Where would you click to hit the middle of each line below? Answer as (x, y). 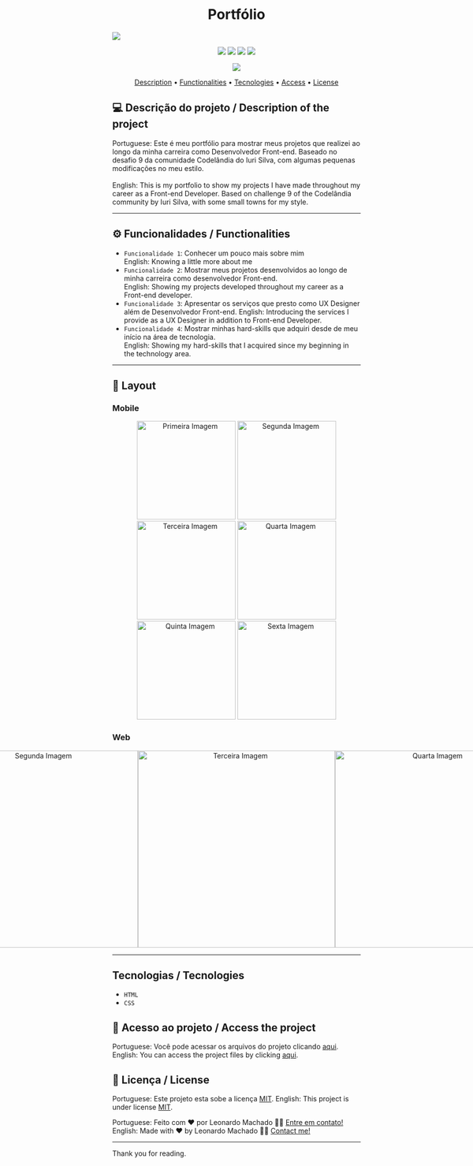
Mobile (126, 408)
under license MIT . (143, 1107)
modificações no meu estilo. (158, 168)
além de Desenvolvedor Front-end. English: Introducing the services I (236, 311)
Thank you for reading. (149, 1153)
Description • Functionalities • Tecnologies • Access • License (236, 82)
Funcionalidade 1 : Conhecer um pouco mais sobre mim (214, 253)
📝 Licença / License (161, 1080)
